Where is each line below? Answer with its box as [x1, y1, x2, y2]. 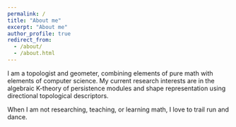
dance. [7, 112, 28, 121]
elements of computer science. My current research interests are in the [7, 76, 215, 85]
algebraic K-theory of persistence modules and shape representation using [7, 84, 226, 92]
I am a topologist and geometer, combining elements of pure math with [7, 68, 213, 78]
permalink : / [7, 10, 46, 18]
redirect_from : [7, 37, 52, 44]
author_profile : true [7, 30, 71, 37]
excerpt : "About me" [7, 23, 69, 30]
